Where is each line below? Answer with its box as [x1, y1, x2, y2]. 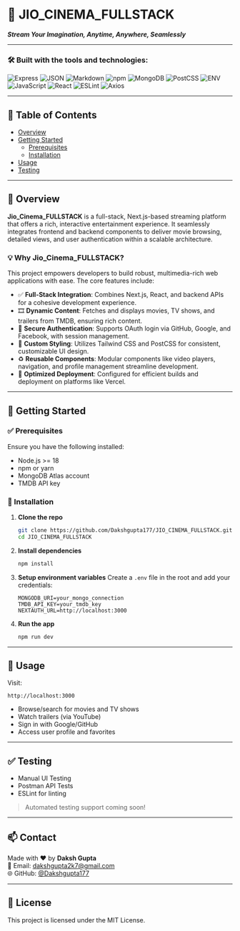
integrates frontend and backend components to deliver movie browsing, [7, 227, 222, 236]
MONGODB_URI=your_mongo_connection [17, 594, 124, 602]
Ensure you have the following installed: [7, 442, 125, 451]
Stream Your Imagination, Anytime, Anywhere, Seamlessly [7, 30, 186, 39]
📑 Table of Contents [7, 109, 97, 121]
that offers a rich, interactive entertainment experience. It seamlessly [7, 219, 211, 228]
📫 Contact [7, 831, 57, 843]
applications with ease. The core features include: [7, 276, 155, 285]
